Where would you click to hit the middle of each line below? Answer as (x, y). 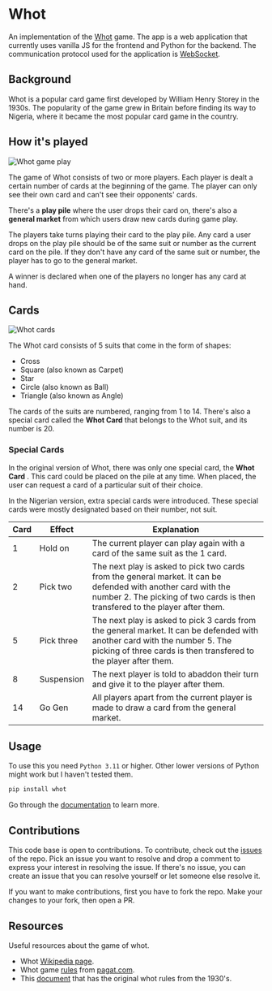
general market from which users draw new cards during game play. (123, 219)
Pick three (59, 640)
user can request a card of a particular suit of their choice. (106, 485)
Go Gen (54, 708)
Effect (62, 529)
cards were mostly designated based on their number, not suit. (113, 509)
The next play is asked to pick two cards (168, 566)
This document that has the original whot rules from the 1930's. (126, 978)
